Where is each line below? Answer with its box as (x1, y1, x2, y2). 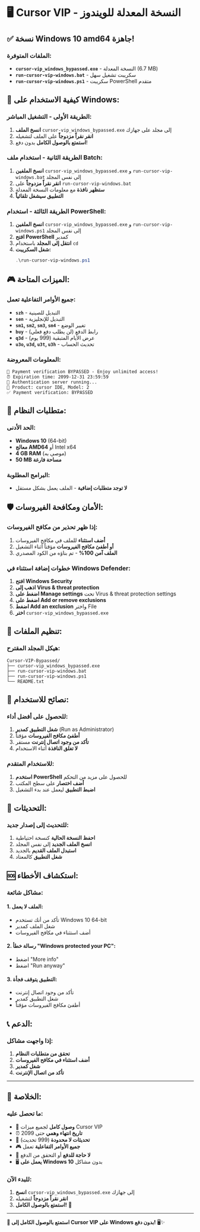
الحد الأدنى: (7, 424, 36, 432)
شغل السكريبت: (15, 246, 51, 253)
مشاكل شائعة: (7, 888, 43, 896)
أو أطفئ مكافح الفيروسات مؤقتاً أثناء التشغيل (15, 543, 114, 550)
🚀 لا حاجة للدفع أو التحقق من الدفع (15, 1151, 91, 1158)
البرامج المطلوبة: (7, 471, 50, 479)
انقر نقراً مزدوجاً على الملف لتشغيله (15, 133, 94, 140)
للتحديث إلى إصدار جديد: (7, 821, 69, 829)
